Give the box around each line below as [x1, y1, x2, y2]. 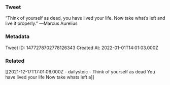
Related [5, 57, 25, 64]
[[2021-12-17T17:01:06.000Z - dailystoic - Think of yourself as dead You [5, 68, 155, 74]
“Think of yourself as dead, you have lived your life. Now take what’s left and [5, 15, 166, 21]
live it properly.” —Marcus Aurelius [5, 20, 78, 26]
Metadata [5, 33, 29, 40]
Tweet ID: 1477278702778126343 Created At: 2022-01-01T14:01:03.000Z [5, 45, 159, 51]
